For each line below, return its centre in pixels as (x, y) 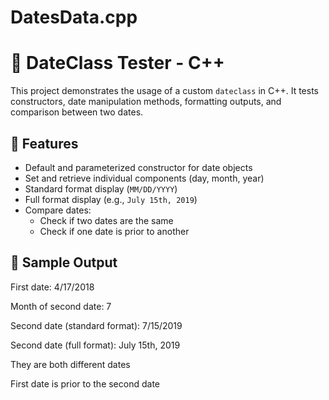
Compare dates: (58, 210)
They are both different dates (70, 364)
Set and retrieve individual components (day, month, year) (144, 178)
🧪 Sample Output (64, 262)
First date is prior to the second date (85, 383)
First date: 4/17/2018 (52, 287)
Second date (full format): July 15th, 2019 (95, 345)
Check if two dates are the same (106, 220)
